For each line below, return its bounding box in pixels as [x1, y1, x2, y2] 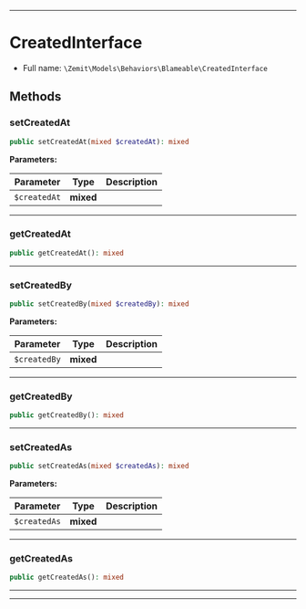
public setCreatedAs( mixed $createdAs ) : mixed [9, 462, 189, 471]
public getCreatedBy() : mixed [9, 411, 125, 420]
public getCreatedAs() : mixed [9, 572, 125, 583]
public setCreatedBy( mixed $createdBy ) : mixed [9, 299, 189, 309]
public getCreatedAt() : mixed [9, 248, 125, 257]
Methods [9, 89, 62, 105]
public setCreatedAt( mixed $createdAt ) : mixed [9, 137, 189, 146]
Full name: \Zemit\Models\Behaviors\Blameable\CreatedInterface [22, 62, 269, 73]
